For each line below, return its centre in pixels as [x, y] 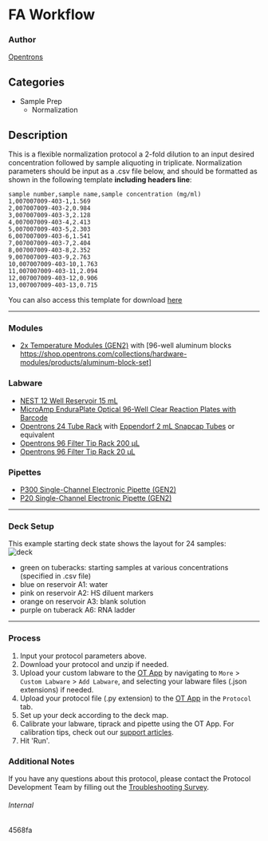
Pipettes [25, 472]
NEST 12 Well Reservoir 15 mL [69, 400]
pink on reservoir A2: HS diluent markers [87, 593]
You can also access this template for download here [95, 300]
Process [25, 638]
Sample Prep [41, 101]
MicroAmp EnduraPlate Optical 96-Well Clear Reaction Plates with [128, 409]
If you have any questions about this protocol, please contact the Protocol [130, 778]
